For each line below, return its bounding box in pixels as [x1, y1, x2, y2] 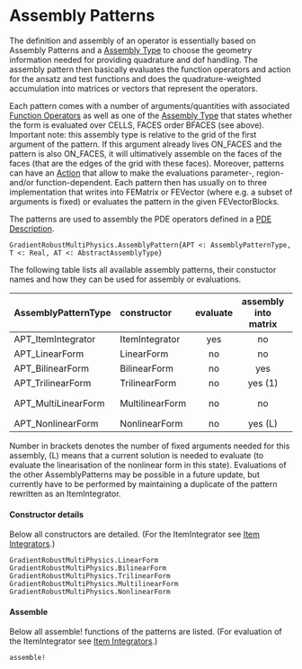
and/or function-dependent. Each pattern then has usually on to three [9, 176, 268, 187]
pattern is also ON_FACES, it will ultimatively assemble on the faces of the [9, 148, 282, 158]
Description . [9, 222, 55, 234]
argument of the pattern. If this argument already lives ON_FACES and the [9, 139, 282, 149]
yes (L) [248, 417, 279, 429]
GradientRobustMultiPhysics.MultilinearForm [9, 580, 179, 589]
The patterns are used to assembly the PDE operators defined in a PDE [9, 213, 272, 224]
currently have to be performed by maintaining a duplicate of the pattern [9, 478, 278, 489]
